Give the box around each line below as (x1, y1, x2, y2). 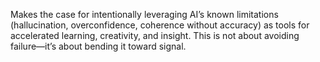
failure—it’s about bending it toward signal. (10, 40, 187, 52)
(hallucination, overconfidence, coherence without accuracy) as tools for (10, 19, 310, 31)
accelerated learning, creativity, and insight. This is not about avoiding (10, 30, 300, 41)
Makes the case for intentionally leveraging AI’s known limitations (10, 9, 279, 20)
